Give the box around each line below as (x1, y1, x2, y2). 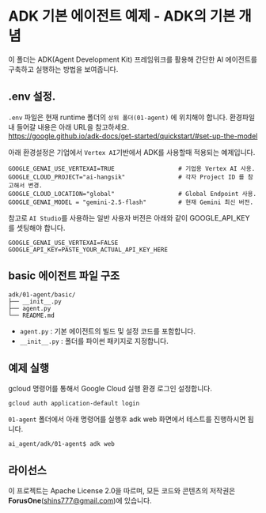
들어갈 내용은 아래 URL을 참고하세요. (16, 122, 130, 131)
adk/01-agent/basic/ (8, 290, 77, 299)
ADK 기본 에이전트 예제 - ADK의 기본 (8, 7, 236, 25)
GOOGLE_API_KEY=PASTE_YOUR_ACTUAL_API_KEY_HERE (8, 246, 169, 254)
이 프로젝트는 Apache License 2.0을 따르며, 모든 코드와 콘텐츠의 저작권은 (8, 486, 236, 496)
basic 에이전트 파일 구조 (8, 270, 120, 283)
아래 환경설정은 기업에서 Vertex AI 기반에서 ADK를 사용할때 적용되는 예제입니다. (8, 147, 256, 157)
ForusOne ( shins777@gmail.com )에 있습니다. (8, 496, 152, 506)
